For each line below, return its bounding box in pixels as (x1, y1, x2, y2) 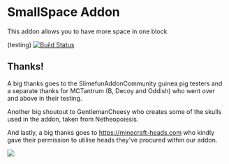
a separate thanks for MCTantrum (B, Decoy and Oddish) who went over (7, 86, 215, 95)
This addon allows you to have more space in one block (7, 27, 168, 35)
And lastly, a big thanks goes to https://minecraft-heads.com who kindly (7, 128, 215, 136)
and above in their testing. (7, 94, 82, 102)
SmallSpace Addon (7, 4, 120, 20)
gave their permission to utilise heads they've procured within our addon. (7, 136, 218, 144)
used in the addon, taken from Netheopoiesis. (7, 115, 139, 123)
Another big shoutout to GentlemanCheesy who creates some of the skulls (7, 107, 222, 115)
